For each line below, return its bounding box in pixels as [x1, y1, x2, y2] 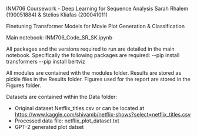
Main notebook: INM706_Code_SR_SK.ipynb [6, 34, 113, 41]
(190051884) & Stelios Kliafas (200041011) [6, 11, 108, 18]
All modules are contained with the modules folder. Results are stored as [6, 69, 182, 76]
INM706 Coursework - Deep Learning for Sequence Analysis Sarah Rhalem [6, 5, 188, 12]
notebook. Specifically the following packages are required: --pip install [6, 52, 180, 58]
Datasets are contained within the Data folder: [6, 94, 118, 100]
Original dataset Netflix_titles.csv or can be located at [14, 105, 145, 111]
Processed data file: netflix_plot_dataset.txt [14, 117, 119, 124]
